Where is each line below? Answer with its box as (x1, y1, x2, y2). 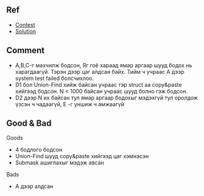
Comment (6, 45, 45, 56)
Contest (15, 21, 35, 28)
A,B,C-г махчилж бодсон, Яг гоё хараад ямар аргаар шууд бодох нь (15, 61, 192, 69)
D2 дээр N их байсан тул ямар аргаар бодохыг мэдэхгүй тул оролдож (15, 94, 199, 101)
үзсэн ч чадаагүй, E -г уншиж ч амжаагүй (15, 100, 125, 107)
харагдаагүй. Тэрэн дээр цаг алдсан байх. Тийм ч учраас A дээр (15, 68, 185, 75)
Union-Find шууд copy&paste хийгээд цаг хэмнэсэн (15, 153, 149, 160)
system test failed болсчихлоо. (15, 74, 94, 82)
